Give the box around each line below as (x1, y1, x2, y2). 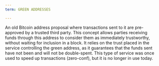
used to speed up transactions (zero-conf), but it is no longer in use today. (5, 55, 153, 61)
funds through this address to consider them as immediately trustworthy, (5, 35, 150, 40)
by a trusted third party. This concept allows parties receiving (25, 29, 147, 35)
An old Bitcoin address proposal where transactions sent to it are (5, 25, 134, 30)
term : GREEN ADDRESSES (5, 7, 51, 12)
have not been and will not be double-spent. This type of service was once (5, 50, 155, 56)
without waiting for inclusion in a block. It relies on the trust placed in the (5, 40, 150, 46)
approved (5, 29, 24, 35)
